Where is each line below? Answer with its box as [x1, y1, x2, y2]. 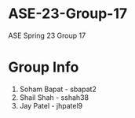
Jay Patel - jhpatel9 [19, 101, 83, 110]
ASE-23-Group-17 [8, 5, 128, 23]
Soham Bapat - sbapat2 [19, 84, 97, 94]
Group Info [8, 58, 79, 76]
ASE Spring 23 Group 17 [8, 31, 86, 40]
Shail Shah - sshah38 [19, 92, 89, 102]
